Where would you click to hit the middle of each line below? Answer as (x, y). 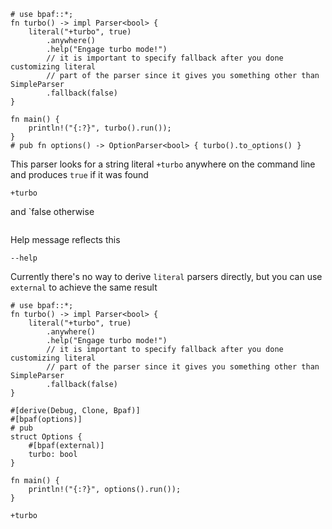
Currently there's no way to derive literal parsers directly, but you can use (166, 276)
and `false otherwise (52, 211)
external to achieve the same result (84, 287)
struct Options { (46, 437)
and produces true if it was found (79, 174)
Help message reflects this (65, 239)
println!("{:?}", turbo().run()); (100, 128)
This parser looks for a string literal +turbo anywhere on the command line (163, 164)
